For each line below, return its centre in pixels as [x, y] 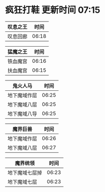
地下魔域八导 [23, 113]
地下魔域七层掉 [25, 172]
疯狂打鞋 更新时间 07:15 [53, 10]
